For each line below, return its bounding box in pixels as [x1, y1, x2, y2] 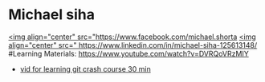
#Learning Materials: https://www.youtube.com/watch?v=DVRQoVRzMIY [8, 49, 249, 58]
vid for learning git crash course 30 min [19, 64, 151, 73]
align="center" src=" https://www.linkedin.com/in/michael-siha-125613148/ [8, 40, 258, 49]
